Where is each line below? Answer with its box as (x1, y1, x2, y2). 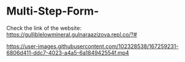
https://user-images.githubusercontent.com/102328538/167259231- (6, 43, 179, 50)
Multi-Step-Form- (6, 4, 99, 18)
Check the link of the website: (6, 24, 81, 32)
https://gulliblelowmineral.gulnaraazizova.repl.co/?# (6, 30, 137, 38)
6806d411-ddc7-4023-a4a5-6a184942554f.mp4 (6, 49, 130, 56)
